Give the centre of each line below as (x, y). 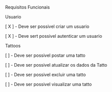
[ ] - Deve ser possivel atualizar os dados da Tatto (56, 65)
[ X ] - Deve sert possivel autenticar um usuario (54, 36)
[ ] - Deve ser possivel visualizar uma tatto (49, 84)
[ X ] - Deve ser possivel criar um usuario (47, 26)
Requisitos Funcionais (28, 7)
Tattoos (13, 46)
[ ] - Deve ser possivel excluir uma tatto (46, 75)
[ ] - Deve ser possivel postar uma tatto (45, 55)
